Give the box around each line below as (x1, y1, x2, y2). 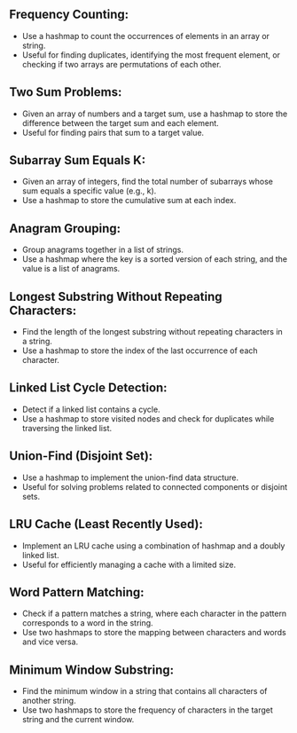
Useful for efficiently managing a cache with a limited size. (21, 559, 237, 570)
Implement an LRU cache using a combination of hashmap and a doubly (21, 540, 285, 551)
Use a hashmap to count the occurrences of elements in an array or (21, 30, 270, 41)
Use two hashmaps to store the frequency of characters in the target (21, 705, 273, 715)
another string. (21, 696, 77, 706)
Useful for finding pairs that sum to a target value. (21, 127, 205, 138)
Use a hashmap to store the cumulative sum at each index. (21, 195, 237, 206)
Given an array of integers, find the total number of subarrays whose (21, 177, 273, 187)
